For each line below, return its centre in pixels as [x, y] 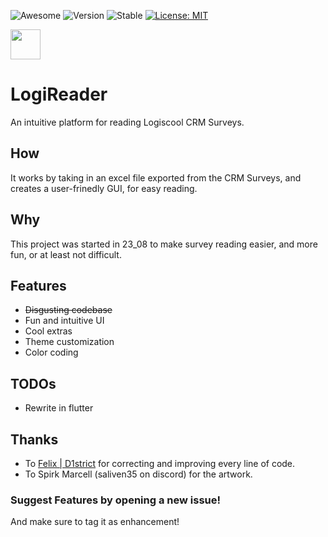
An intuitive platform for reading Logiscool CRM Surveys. [127, 122]
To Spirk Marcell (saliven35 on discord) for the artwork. [138, 474]
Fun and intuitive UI [64, 321]
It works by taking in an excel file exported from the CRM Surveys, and [156, 177]
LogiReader [59, 94]
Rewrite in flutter [59, 408]
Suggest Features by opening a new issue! [116, 500]
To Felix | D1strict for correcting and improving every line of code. [160, 463]
